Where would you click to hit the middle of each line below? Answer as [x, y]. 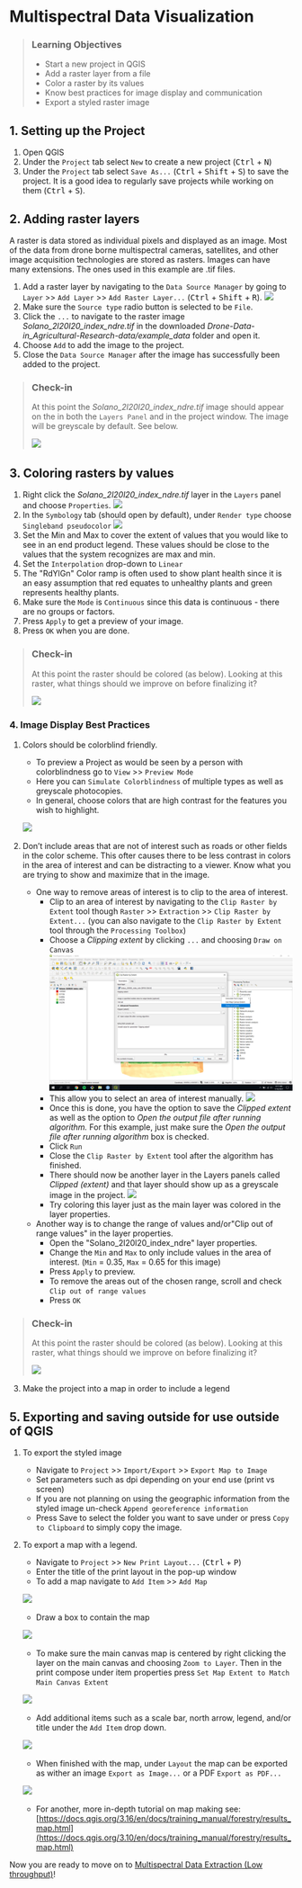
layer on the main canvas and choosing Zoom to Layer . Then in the [159, 1663]
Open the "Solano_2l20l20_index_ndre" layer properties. [153, 1243]
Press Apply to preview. [92, 1272]
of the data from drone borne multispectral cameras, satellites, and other [144, 250]
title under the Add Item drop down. [101, 1728]
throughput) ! [33, 1875]
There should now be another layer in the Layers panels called [164, 1175]
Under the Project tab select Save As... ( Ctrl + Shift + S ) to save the [155, 172]
